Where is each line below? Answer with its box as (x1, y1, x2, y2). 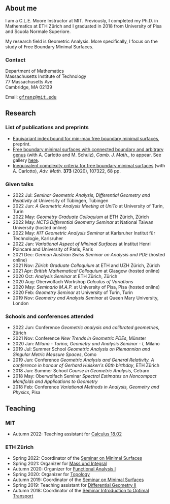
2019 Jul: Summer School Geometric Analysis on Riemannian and (12, 346, 151, 352)
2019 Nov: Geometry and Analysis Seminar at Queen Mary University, (12, 295, 159, 301)
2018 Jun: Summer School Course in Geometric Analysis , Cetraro (12, 368, 150, 374)
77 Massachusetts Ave (5, 79, 53, 85)
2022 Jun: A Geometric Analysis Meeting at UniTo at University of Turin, (12, 203, 164, 209)
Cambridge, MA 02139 (5, 84, 52, 91)
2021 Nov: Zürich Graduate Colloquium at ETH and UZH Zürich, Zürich (12, 262, 160, 269)
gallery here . (12, 157, 40, 163)
